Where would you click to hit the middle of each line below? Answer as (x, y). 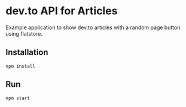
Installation (27, 53)
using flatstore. (24, 33)
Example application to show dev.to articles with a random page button (93, 27)
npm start (18, 98)
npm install (20, 66)
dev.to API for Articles (62, 11)
